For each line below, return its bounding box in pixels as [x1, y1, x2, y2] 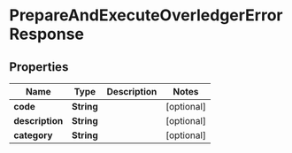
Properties [9, 59, 69, 74]
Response [9, 24, 85, 44]
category [13, 129, 53, 142]
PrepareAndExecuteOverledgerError [9, 5, 283, 26]
